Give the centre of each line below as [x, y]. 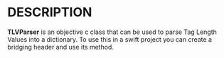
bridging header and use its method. [60, 47]
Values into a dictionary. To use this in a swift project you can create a [110, 39]
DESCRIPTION [50, 12]
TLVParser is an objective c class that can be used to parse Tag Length [112, 32]
